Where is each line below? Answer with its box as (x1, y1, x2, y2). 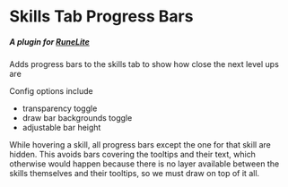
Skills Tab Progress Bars (9, 6, 194, 27)
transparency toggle (22, 103, 98, 114)
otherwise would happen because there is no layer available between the (9, 158, 280, 169)
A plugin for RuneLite (9, 36, 90, 47)
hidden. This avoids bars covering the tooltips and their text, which (9, 149, 256, 160)
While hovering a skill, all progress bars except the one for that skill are (9, 140, 271, 150)
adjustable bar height (22, 123, 101, 133)
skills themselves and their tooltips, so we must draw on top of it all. (9, 168, 260, 179)
